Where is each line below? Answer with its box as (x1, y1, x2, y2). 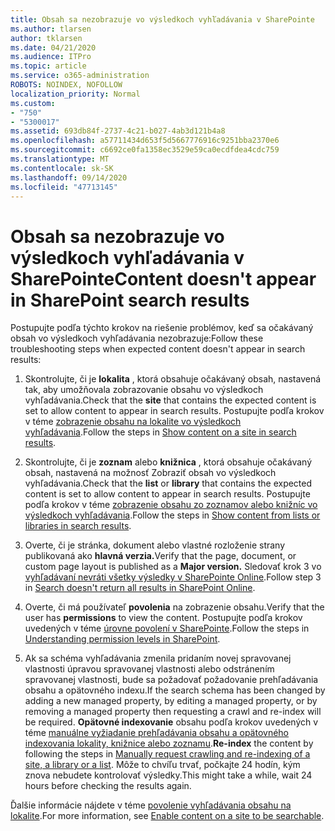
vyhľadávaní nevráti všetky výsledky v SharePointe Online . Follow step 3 (24, 571, 322, 583)
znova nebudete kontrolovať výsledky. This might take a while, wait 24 (24, 769, 313, 781)
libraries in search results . (24, 520, 132, 532)
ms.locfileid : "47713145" (10, 182, 118, 192)
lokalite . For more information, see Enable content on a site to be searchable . (10, 810, 325, 822)
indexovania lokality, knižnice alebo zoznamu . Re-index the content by (24, 737, 314, 750)
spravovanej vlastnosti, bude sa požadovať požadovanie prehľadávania (24, 674, 319, 686)
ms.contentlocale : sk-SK (10, 163, 114, 173)
